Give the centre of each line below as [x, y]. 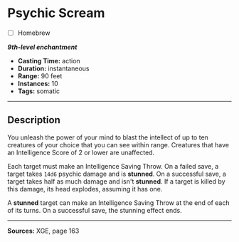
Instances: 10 [38, 84]
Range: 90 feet [40, 76]
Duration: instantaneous [53, 68]
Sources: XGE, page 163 [43, 231]
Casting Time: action [49, 61]
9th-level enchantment [42, 47]
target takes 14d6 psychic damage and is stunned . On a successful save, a [117, 174]
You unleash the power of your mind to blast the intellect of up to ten [108, 137]
